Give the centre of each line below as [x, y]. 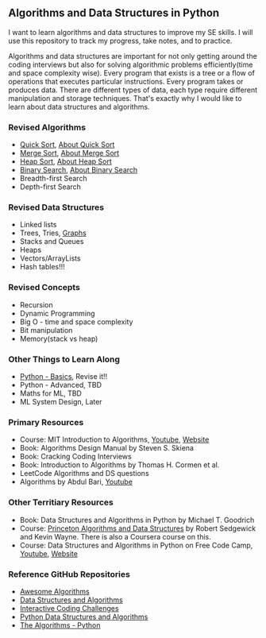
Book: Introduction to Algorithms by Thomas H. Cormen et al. [120, 465]
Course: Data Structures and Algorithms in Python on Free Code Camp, [136, 545]
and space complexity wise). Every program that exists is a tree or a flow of [132, 73]
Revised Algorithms [47, 127]
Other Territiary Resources [61, 502]
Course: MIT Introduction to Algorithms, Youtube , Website [114, 439]
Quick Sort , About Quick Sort [67, 145]
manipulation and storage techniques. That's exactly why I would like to [125, 98]
